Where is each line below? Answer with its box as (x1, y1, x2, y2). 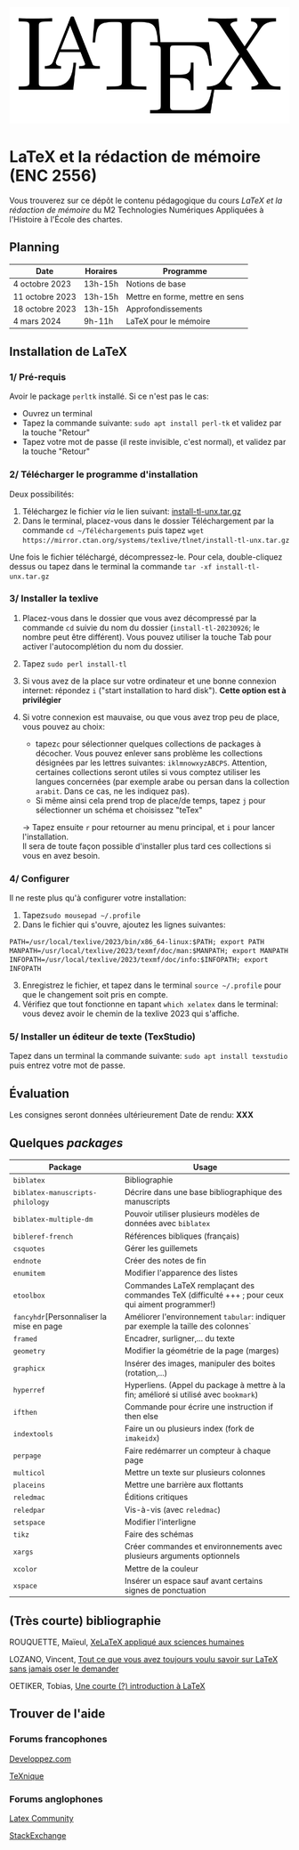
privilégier (21, 694, 62, 705)
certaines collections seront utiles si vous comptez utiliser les (35, 766, 261, 777)
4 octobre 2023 (12, 279, 71, 289)
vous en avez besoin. (21, 850, 101, 860)
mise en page (12, 1321, 63, 1331)
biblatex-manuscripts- (12, 1189, 98, 1198)
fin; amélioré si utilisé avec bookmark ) (124, 1389, 259, 1400)
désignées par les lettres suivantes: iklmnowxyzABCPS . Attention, (35, 757, 268, 768)
